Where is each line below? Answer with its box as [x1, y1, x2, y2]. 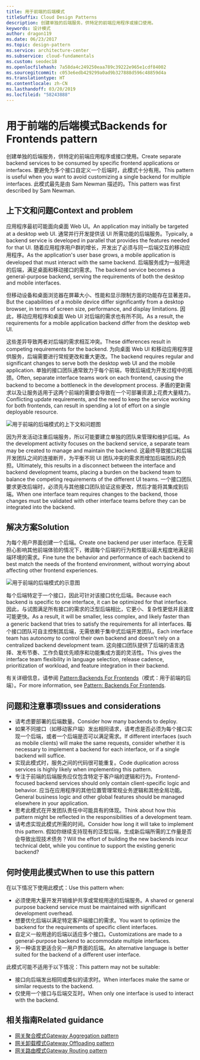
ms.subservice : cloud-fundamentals [6, 53, 95, 59]
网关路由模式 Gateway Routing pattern [14, 1047, 108, 1054]
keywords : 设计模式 [6, 25, 51, 32]
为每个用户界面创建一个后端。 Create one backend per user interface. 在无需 [6, 539, 193, 546]
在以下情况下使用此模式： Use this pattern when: [6, 884, 125, 891]
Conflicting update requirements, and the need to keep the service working [6, 395, 190, 402]
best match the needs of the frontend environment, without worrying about [6, 561, 190, 568]
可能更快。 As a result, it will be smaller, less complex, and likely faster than [6, 613, 190, 620]
